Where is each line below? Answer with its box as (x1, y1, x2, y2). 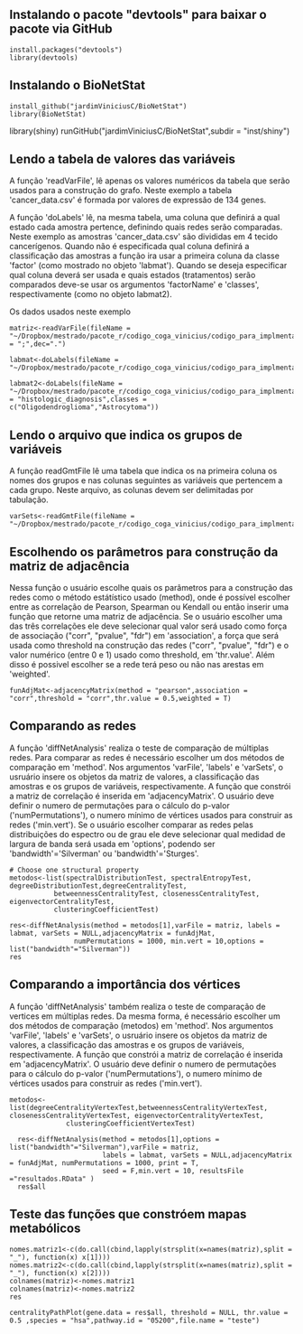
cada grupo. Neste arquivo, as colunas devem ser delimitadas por (9, 485, 254, 496)
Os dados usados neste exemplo (9, 306, 131, 317)
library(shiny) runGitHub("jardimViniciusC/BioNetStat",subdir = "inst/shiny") (9, 126, 290, 136)
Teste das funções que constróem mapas (9, 1207, 247, 1222)
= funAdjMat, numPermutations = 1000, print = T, (9, 1158, 200, 1168)
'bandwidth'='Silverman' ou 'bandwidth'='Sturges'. (9, 848, 199, 859)
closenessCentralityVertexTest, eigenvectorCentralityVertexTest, (9, 1111, 264, 1120)
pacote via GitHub (9, 22, 113, 37)
